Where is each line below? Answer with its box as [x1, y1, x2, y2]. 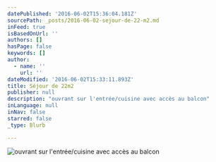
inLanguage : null [7, 102, 59, 109]
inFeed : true [7, 23, 46, 30]
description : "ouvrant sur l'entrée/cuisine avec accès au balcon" [7, 96, 210, 103]
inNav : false [7, 108, 46, 116]
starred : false [7, 115, 52, 122]
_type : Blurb [7, 121, 46, 129]
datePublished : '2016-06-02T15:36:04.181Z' [7, 10, 138, 18]
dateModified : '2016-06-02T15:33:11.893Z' [7, 75, 134, 83]
